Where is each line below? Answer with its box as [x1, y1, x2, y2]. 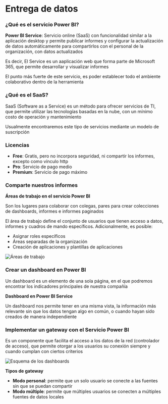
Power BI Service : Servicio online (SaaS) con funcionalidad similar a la [5, 32, 152, 38]
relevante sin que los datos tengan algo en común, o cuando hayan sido [5, 308, 155, 314]
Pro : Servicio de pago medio [12, 164, 72, 170]
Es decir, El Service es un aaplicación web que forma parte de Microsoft [5, 59, 155, 65]
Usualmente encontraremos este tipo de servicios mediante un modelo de [5, 123, 159, 129]
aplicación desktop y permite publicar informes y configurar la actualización [5, 38, 163, 44]
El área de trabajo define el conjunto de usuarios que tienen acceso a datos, [5, 218, 163, 224]
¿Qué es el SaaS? [5, 91, 49, 98]
